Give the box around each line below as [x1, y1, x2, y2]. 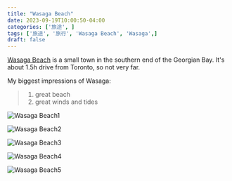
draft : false [7, 36, 46, 43]
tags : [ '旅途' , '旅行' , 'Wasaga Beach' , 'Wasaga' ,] [7, 29, 158, 37]
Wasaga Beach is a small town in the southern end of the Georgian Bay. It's [7, 55, 225, 64]
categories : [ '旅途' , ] [7, 23, 75, 30]
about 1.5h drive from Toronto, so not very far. [7, 63, 141, 72]
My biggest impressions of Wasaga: [7, 76, 111, 85]
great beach [34, 90, 70, 99]
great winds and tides [34, 98, 98, 106]
